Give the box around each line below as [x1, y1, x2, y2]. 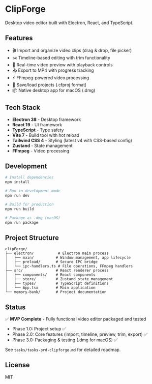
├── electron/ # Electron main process [5, 251, 109, 256]
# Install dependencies [5, 175, 54, 180]
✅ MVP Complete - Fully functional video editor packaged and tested [5, 316, 146, 322]
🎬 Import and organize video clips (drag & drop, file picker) [12, 47, 132, 53]
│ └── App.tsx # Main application [5, 285, 96, 291]
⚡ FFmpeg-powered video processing [12, 75, 90, 81]
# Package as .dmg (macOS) [5, 215, 61, 220]
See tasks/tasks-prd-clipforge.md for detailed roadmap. [5, 347, 121, 353]
